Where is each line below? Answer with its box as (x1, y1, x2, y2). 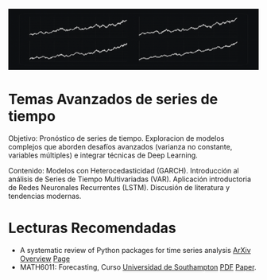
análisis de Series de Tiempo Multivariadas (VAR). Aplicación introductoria (8, 174, 252, 184)
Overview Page (19, 254, 70, 263)
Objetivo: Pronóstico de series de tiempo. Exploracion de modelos (8, 133, 225, 143)
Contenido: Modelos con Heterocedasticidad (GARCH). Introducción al (8, 165, 240, 175)
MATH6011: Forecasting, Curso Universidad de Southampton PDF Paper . (19, 262, 257, 271)
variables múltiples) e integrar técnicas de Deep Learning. (8, 150, 199, 160)
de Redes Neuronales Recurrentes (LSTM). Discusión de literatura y (8, 182, 230, 192)
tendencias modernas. (8, 191, 82, 200)
